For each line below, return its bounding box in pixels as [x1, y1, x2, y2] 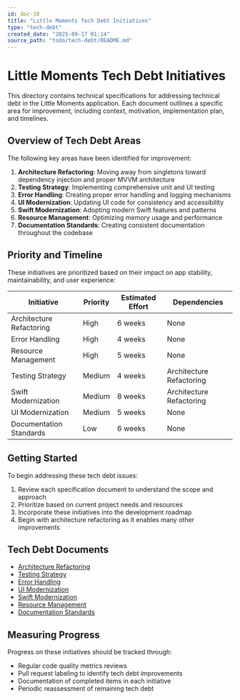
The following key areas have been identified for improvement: [7, 154, 191, 162]
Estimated [121, 292, 156, 302]
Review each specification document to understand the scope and [17, 485, 214, 494]
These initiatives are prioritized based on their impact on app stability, [7, 268, 213, 276]
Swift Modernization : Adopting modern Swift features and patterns [17, 205, 216, 214]
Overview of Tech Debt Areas [7, 135, 141, 147]
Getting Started [7, 452, 78, 464]
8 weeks [116, 391, 146, 401]
